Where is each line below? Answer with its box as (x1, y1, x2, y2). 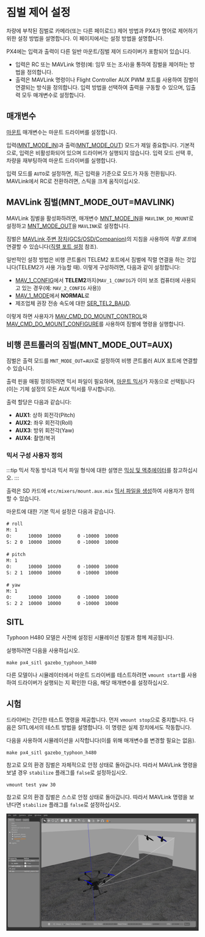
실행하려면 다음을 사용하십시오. (6, 647, 81, 654)
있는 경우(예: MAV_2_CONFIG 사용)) (21, 284, 101, 292)
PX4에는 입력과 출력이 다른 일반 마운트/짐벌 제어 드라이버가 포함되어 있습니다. (6, 47, 191, 55)
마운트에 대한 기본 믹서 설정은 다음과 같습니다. (6, 508, 116, 515)
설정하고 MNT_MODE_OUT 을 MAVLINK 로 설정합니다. (6, 222, 130, 230)
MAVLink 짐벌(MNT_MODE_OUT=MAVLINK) (6, 197, 175, 208)
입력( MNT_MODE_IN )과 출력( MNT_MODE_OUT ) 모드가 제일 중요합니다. (6, 141, 179, 149)
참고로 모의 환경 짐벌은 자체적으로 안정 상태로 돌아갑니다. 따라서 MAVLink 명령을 (6, 761, 198, 769)
